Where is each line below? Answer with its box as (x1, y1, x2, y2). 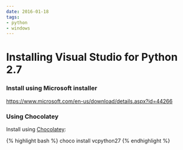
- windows (6, 25, 31, 31)
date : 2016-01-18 (6, 8, 49, 15)
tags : (6, 14, 20, 20)
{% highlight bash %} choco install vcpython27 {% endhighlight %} (6, 137, 171, 145)
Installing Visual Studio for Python (6, 51, 178, 64)
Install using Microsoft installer (6, 84, 98, 92)
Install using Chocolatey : (6, 126, 66, 133)
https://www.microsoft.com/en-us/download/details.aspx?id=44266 (6, 97, 173, 105)
